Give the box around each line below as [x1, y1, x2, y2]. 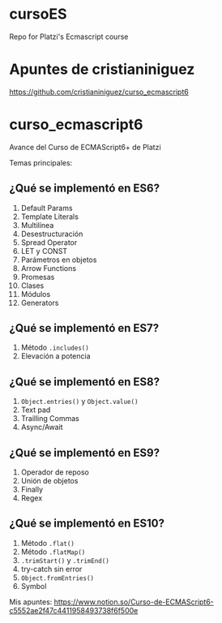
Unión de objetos [20, 476, 79, 486]
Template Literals [20, 212, 79, 221]
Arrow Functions [20, 263, 76, 273]
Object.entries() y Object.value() [20, 397, 139, 406]
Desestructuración [20, 229, 83, 238]
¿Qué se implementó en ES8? [9, 375, 160, 389]
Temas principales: [9, 157, 73, 167]
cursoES [9, 5, 67, 24]
